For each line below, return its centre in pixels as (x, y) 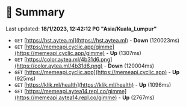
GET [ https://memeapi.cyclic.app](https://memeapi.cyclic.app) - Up (97, 72)
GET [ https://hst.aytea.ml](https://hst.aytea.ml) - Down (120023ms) (97, 40)
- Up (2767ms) (136, 97)
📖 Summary (35, 12)
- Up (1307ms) (124, 53)
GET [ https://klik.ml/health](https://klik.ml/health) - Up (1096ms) (93, 85)
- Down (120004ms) (129, 66)
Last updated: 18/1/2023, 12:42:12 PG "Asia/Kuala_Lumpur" (81, 29)
